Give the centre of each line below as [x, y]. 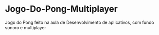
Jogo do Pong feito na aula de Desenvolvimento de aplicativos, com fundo [79, 22]
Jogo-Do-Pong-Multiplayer [62, 9]
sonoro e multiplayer [26, 27]
